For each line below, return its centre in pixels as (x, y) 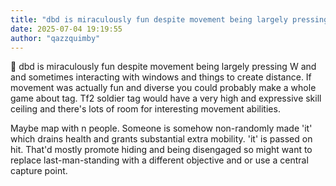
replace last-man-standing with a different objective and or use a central (159, 160)
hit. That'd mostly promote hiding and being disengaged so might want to (161, 150)
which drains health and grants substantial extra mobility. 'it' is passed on (161, 139)
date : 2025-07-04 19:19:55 (66, 29)
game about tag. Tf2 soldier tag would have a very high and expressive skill (166, 98)
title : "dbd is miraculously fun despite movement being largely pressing (169, 19)
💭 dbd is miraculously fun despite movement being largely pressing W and (163, 67)
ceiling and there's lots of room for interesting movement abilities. (145, 109)
